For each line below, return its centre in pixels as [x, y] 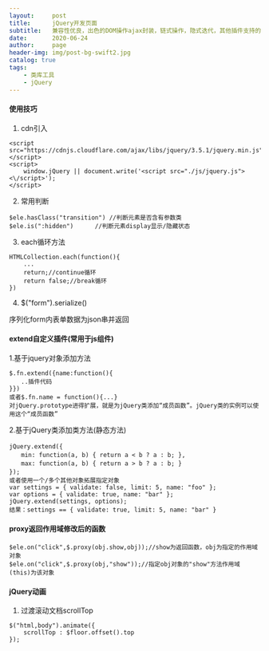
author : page [38, 45]
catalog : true [33, 61]
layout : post [38, 16]
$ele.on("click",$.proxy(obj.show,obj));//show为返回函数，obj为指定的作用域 [134, 547]
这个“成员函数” [36, 414]
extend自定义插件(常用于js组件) [61, 339]
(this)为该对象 [32, 573]
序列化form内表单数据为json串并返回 [69, 319]
